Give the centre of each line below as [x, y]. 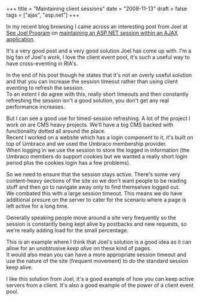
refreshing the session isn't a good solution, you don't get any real [87, 100]
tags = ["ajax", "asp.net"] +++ [43, 15]
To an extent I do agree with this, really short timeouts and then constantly [98, 94]
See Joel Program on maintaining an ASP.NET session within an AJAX [92, 33]
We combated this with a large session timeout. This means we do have [94, 193]
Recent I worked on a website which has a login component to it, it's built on [100, 137]
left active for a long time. [38, 206]
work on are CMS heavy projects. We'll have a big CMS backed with [90, 125]
